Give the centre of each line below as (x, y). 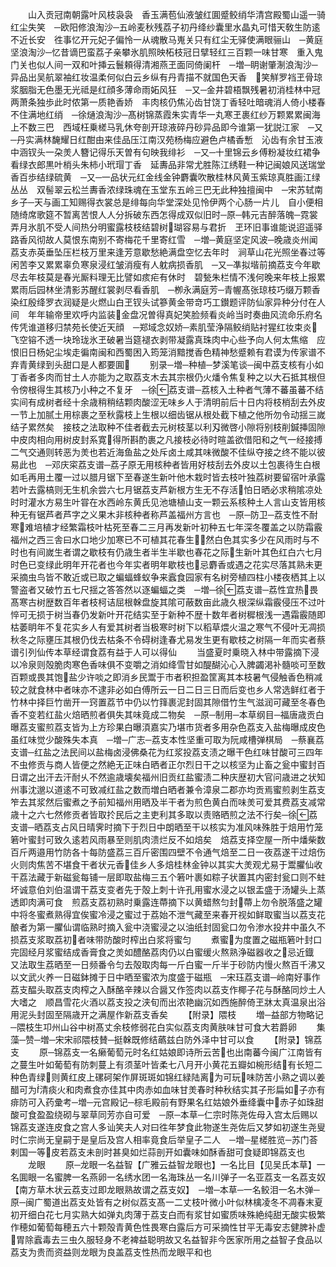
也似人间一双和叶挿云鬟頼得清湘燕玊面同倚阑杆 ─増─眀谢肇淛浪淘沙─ (172, 64)
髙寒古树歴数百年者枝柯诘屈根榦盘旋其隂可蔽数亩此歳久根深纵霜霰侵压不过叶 (168, 602)
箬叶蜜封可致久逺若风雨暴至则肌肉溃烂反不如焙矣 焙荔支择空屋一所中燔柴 (163, 839)
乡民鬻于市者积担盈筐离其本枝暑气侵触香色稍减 (226, 677)
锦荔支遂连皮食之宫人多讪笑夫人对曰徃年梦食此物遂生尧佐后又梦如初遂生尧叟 (168, 1127)
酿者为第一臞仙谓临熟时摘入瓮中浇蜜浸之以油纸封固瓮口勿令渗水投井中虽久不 (168, 927)
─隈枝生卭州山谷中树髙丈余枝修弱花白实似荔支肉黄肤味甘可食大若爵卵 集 (168, 1027)
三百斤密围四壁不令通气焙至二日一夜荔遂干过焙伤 (224, 852)
